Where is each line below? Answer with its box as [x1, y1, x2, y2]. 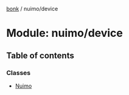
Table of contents [6, 50, 74, 61]
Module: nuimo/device [6, 27, 123, 40]
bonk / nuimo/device [6, 5, 58, 12]
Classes [6, 68, 31, 77]
